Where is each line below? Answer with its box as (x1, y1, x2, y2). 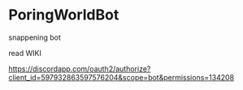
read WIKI (8, 48, 42, 58)
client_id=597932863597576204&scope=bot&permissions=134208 (8, 72, 234, 82)
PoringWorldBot (8, 6, 119, 24)
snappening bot (8, 32, 61, 42)
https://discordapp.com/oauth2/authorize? (8, 63, 151, 74)
